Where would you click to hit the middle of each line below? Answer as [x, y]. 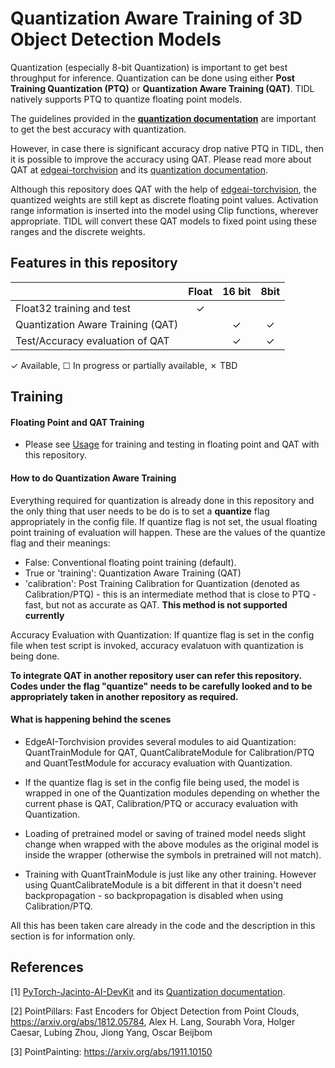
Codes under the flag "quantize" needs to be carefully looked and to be [161, 686]
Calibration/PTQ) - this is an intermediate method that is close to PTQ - [170, 594]
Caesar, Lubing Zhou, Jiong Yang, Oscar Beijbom [111, 1032]
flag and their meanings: [60, 543]
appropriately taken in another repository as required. [124, 696]
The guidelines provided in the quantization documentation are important [163, 118]
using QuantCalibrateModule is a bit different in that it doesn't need [163, 884]
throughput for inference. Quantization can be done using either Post [152, 78]
